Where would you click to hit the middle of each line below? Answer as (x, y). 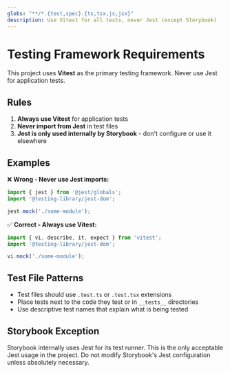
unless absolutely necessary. (48, 362)
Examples (29, 163)
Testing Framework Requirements (106, 54)
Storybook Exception (53, 331)
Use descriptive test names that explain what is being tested (103, 309)
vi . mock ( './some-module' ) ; (46, 256)
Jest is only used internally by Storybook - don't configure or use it (114, 134)
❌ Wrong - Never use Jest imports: (58, 180)
